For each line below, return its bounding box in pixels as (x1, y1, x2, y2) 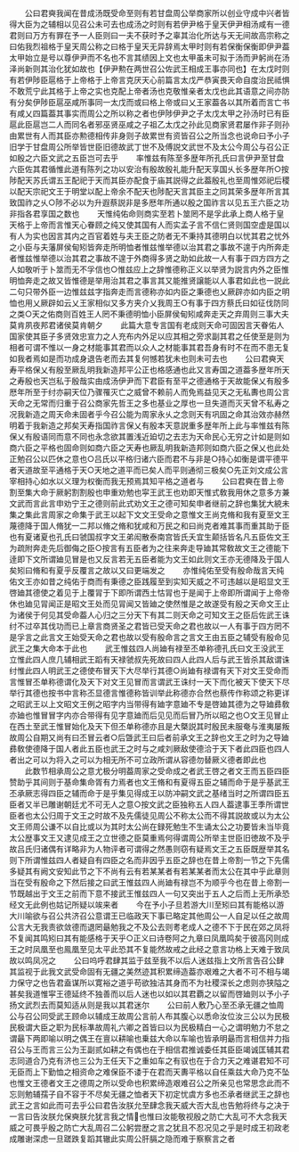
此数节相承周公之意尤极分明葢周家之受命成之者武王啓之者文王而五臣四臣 (24, 766, 290, 776)
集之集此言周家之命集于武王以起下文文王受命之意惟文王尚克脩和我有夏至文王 (9, 509, 290, 520)
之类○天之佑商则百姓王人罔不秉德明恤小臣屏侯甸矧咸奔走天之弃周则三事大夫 (9, 309, 289, 319)
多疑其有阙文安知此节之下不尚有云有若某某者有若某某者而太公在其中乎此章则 (9, 866, 290, 876)
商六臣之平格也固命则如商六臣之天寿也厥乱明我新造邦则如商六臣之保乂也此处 (9, 442, 290, 453)
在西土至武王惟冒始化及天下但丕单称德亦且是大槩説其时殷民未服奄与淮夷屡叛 (9, 721, 290, 731)
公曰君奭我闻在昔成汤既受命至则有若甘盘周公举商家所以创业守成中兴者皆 (24, 8, 290, 18)
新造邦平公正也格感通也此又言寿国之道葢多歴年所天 (101, 365, 290, 374)
